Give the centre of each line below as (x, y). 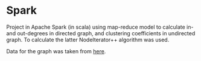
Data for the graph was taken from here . (56, 51)
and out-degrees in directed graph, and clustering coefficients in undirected (101, 33)
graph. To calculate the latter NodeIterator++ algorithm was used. (88, 39)
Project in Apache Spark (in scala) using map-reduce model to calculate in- (100, 27)
